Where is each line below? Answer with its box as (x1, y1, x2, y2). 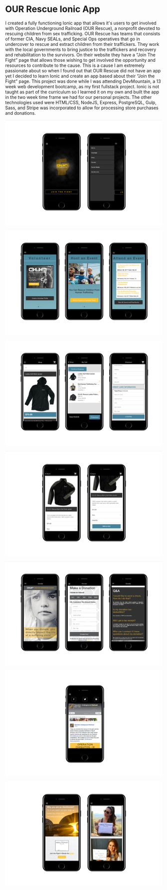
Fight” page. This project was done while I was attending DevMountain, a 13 (5, 78, 161, 84)
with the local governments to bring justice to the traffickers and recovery (5, 46, 157, 52)
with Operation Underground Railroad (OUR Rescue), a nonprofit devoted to (5, 25, 161, 31)
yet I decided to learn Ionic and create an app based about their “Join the (5, 73, 155, 79)
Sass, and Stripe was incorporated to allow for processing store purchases (5, 105, 159, 111)
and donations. (5, 110, 36, 116)
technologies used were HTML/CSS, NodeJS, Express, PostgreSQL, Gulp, (5, 99, 157, 105)
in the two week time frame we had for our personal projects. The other (5, 94, 152, 100)
